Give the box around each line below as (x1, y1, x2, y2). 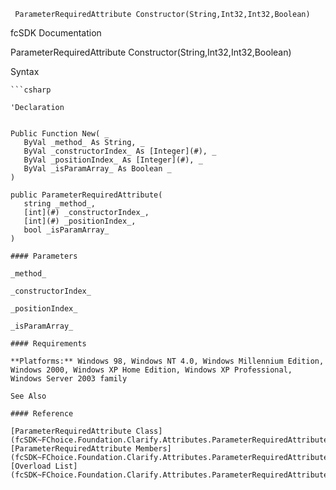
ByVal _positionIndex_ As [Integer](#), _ (23, 155, 203, 165)
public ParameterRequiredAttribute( (10, 190, 163, 200)
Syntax (10, 66, 40, 77)
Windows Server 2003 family (10, 374, 128, 384)
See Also (10, 391, 47, 401)
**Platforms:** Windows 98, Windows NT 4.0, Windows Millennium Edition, (10, 356, 325, 366)
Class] (135, 426, 163, 436)
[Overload (10, 461, 52, 471)
